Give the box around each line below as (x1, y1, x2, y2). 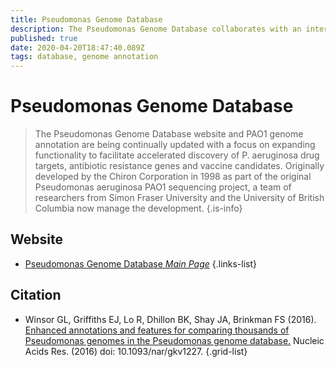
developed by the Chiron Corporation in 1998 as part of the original (34, 171, 312, 183)
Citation (10, 287, 62, 304)
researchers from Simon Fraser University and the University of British (34, 192, 325, 204)
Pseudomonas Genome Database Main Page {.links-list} (24, 257, 258, 270)
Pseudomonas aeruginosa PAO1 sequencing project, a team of (34, 181, 292, 193)
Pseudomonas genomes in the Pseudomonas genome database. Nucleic (24, 334, 325, 346)
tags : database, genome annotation (10, 52, 159, 62)
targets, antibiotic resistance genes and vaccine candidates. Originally (34, 160, 325, 172)
